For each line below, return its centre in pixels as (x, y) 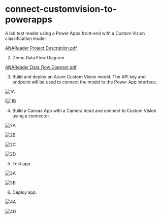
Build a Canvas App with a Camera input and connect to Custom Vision (84, 110)
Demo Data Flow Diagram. (39, 57)
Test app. (22, 163)
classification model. (26, 38)
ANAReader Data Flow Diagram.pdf (41, 67)
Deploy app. (24, 192)
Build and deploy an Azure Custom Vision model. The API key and (79, 76)
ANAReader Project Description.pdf (41, 48)
